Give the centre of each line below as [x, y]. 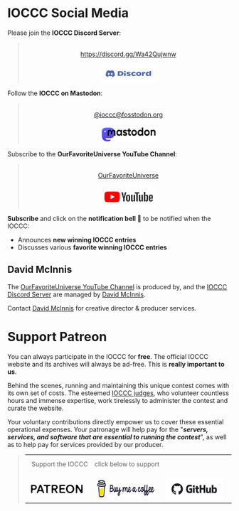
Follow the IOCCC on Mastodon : [55, 93]
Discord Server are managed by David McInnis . [76, 294]
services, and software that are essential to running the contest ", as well [117, 437]
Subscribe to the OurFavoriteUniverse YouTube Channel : [92, 154]
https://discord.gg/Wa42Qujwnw [128, 54]
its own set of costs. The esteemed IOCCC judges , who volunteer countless [118, 393]
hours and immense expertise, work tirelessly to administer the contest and [118, 400]
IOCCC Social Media [68, 13]
